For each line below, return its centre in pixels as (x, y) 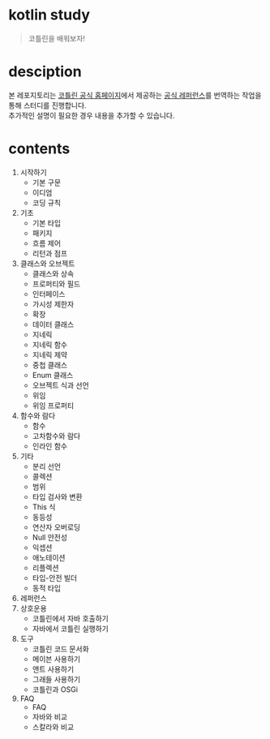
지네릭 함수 (49, 344)
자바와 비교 (49, 716)
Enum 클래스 (53, 375)
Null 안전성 (49, 537)
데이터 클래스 (53, 324)
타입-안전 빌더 (55, 578)
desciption (45, 72)
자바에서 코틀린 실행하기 (71, 628)
